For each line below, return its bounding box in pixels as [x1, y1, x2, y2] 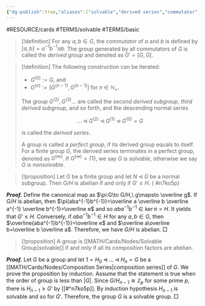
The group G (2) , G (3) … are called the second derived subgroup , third [21, 97, 193, 105]
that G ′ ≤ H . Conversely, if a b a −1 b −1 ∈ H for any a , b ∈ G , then [6, 212, 164, 220]
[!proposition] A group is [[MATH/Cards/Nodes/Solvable [21, 237, 163, 244]
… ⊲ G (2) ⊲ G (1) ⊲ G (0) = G [77, 116, 143, 124]
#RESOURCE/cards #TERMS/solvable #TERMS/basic [6, 26, 140, 33]
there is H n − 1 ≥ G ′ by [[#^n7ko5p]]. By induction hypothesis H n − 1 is [6, 285, 178, 294]
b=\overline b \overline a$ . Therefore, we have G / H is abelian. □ [6, 226, 168, 233]
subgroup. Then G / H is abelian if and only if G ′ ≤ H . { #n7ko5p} [21, 179, 180, 187]
